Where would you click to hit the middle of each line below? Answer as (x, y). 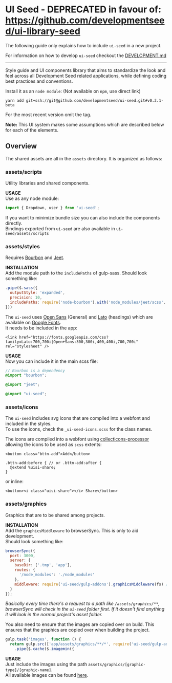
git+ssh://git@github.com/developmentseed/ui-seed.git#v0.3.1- (95, 100)
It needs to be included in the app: (41, 328)
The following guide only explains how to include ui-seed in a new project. (84, 45)
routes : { (25, 570)
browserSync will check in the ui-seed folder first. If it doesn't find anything (85, 609)
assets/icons (22, 407)
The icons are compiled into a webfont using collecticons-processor (77, 439)
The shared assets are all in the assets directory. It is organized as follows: (84, 158)
